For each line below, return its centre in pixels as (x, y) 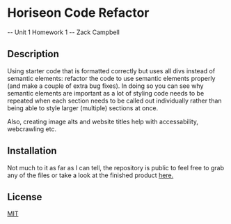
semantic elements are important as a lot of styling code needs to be (106, 93)
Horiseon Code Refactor (78, 13)
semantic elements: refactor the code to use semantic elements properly (111, 78)
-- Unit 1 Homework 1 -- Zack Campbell (63, 32)
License (25, 197)
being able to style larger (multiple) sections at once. (83, 108)
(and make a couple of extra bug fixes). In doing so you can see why (105, 86)
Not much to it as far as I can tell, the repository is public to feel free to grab (116, 167)
